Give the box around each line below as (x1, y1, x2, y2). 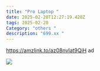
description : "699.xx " (6, 31, 65, 37)
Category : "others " (6, 25, 57, 31)
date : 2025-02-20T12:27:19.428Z (6, 14, 85, 20)
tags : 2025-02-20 (6, 20, 49, 25)
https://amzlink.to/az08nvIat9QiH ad (6, 47, 94, 54)
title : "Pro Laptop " (6, 8, 59, 15)
